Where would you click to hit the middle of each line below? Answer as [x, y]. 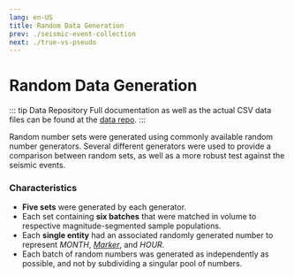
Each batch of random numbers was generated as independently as [145, 254]
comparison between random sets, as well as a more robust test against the [147, 156]
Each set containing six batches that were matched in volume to [139, 217]
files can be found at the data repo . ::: [78, 119]
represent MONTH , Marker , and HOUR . [93, 245]
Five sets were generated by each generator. [104, 207]
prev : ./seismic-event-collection [73, 34]
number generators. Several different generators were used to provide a [140, 146]
